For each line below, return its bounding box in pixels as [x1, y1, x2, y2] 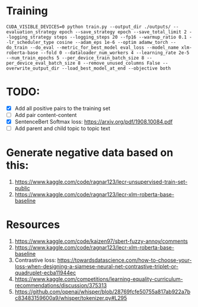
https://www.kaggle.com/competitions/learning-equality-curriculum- [14, 276, 183, 283]
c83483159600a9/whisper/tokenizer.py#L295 [14, 295, 127, 301]
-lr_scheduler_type [6, 39, 55, 45]
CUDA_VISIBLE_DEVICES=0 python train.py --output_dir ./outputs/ [6, 24, 171, 30]
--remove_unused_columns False [82, 60, 161, 66]
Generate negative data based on [6, 146, 174, 160]
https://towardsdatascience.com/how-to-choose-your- [57, 257, 192, 264]
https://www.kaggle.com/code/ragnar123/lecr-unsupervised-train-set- [14, 178, 188, 185]
